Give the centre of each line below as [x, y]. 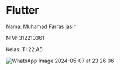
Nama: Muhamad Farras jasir [41, 26]
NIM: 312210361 [25, 38]
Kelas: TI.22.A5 [24, 49]
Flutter [23, 10]
